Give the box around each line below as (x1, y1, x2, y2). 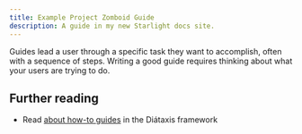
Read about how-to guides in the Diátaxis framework (22, 114, 218, 125)
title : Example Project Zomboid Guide (9, 13, 155, 22)
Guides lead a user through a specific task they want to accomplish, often (9, 46, 282, 56)
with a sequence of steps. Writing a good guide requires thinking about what (9, 55, 293, 66)
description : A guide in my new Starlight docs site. (9, 21, 216, 30)
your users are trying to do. (9, 64, 111, 76)
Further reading (9, 90, 99, 105)
